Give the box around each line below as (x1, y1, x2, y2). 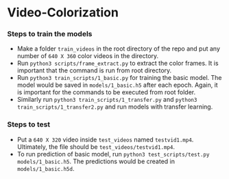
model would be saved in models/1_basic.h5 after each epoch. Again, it (16, 81, 218, 89)
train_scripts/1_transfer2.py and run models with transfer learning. (16, 102, 213, 111)
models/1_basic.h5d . (16, 164, 75, 172)
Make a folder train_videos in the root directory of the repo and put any (16, 44, 221, 53)
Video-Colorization (7, 5, 119, 20)
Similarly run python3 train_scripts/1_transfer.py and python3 (16, 96, 197, 104)
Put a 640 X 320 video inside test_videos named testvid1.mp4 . (16, 135, 194, 143)
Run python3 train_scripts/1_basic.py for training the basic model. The (16, 74, 222, 82)
